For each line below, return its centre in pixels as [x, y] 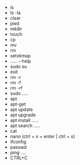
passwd [18, 147]
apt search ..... [25, 126]
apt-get [18, 104]
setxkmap [20, 56]
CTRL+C [19, 158]
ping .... [18, 152]
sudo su [18, 66]
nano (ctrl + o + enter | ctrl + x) [42, 136]
